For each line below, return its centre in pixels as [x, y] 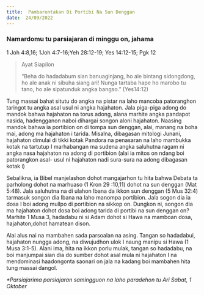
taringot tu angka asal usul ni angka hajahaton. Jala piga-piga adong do [97, 107]
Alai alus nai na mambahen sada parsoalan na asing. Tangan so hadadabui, [101, 235]
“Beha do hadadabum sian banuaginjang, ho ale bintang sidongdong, [108, 76]
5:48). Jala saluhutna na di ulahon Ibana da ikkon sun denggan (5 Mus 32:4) [102, 191]
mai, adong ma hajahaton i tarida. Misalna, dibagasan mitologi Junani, [94, 133]
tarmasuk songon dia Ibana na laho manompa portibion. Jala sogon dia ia [99, 197]
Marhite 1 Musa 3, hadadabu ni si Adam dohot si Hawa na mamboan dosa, [99, 217]
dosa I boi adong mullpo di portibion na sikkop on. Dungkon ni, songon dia [100, 204]
